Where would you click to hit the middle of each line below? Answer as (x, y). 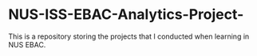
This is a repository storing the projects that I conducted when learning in (129, 36)
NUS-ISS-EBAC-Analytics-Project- (126, 15)
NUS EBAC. (27, 44)
